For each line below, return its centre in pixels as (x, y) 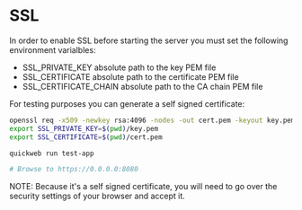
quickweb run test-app (52, 153)
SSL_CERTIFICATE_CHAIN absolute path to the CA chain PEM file (142, 86)
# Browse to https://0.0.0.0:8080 (74, 170)
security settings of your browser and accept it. (98, 196)
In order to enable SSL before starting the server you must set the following (149, 40)
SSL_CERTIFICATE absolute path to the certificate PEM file (131, 76)
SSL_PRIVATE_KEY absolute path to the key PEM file (119, 67)
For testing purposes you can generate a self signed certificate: (127, 103)
